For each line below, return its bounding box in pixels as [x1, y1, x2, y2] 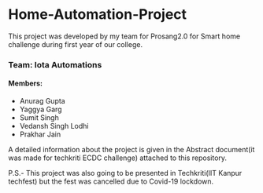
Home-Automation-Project [8, 5, 187, 24]
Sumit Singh [19, 113, 59, 122]
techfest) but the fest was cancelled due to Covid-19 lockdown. [8, 177, 214, 186]
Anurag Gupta [19, 96, 65, 106]
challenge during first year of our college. [8, 39, 143, 49]
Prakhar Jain [19, 129, 61, 139]
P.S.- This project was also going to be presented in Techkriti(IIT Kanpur [8, 169, 243, 178]
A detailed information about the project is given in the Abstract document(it [8, 145, 255, 155]
